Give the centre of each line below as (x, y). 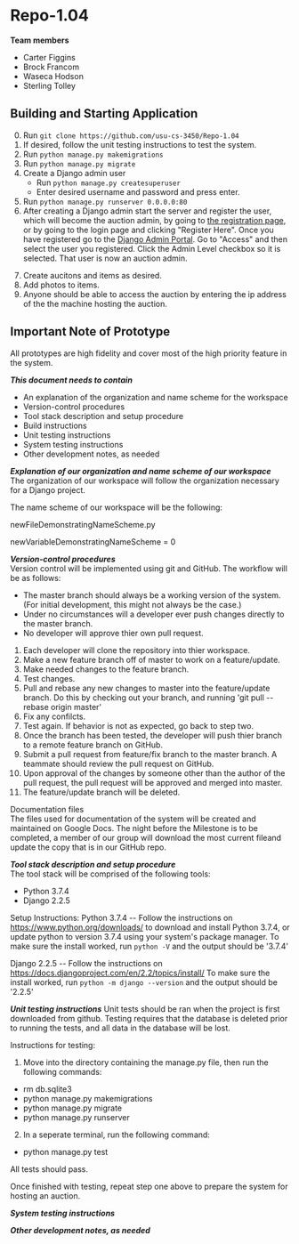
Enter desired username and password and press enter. (138, 191)
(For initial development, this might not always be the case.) (132, 604)
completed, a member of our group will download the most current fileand (146, 837)
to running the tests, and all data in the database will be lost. (120, 1028)
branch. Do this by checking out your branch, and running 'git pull (144, 697)
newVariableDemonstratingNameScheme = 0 (93, 541)
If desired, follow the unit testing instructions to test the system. (140, 144)
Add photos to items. (61, 285)
